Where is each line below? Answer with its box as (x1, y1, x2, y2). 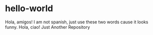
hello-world (5, 3, 54, 14)
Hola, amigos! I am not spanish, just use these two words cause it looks (5, 19, 149, 25)
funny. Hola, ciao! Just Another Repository (5, 24, 90, 30)
